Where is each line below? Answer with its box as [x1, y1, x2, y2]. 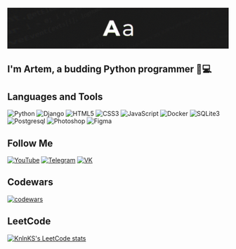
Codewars [7, 177, 54, 189]
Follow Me [7, 137, 53, 149]
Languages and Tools [7, 91, 103, 103]
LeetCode [7, 215, 51, 227]
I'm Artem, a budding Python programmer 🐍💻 [7, 63, 212, 75]
